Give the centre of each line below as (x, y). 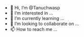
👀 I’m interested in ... (32, 13)
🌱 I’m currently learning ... (37, 18)
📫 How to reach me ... (34, 29)
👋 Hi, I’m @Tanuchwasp (35, 8)
